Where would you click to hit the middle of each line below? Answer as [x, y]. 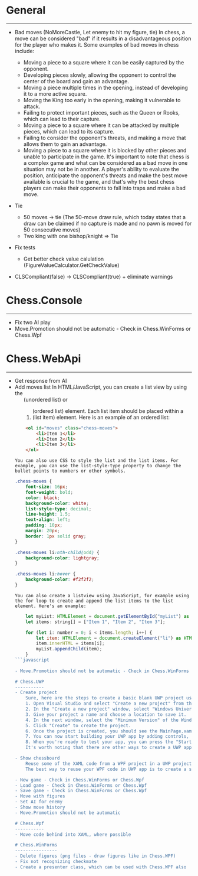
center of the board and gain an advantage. [76, 81]
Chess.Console [44, 300]
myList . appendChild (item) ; [69, 649]
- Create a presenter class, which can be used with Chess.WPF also [100, 867]
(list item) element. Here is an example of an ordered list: [101, 417]
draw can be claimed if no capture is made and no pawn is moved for [108, 223]
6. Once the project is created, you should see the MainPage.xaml [110, 731]
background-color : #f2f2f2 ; [60, 579]
